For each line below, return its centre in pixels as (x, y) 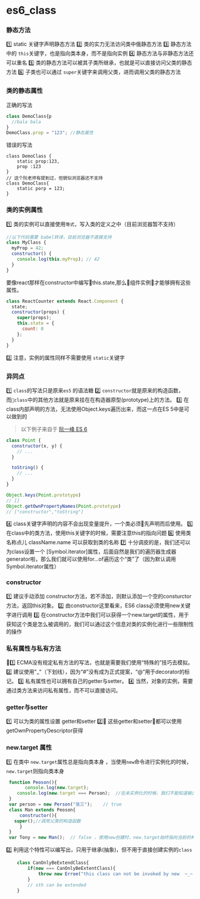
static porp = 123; (41, 189)
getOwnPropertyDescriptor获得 (45, 731)
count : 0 (33, 329)
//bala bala (26, 122)
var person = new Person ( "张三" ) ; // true (65, 804)
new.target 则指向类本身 (35, 771)
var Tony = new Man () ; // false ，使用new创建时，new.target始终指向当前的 (100, 838)
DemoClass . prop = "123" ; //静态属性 (50, 133)
